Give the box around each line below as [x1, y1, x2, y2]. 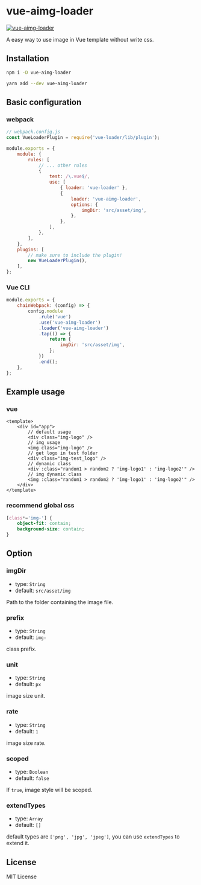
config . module [28, 308, 63, 315]
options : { [70, 201, 98, 208]
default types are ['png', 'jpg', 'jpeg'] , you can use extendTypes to [6, 833, 180, 840]
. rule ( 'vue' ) [38, 314, 71, 320]
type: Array [14, 815, 43, 822]
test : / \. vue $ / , [49, 173, 90, 179]
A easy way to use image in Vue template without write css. [6, 36, 154, 43]
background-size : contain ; [17, 526, 85, 532]
